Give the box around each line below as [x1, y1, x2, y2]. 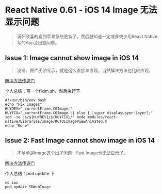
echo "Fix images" [5, 102, 42, 107]
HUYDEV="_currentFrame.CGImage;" [5, 106, 73, 111]
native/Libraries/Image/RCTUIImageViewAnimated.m [5, 119, 108, 124]
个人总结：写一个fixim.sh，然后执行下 [5, 88, 81, 94]
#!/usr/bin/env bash [5, 97, 47, 102]
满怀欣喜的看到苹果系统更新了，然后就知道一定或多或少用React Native [16, 33, 158, 39]
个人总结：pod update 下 [5, 170, 55, 176]
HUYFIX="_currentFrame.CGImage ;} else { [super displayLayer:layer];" [5, 110, 153, 115]
